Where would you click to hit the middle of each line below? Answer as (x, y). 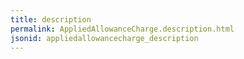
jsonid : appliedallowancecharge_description (104, 38)
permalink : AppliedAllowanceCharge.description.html (122, 29)
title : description (51, 19)
